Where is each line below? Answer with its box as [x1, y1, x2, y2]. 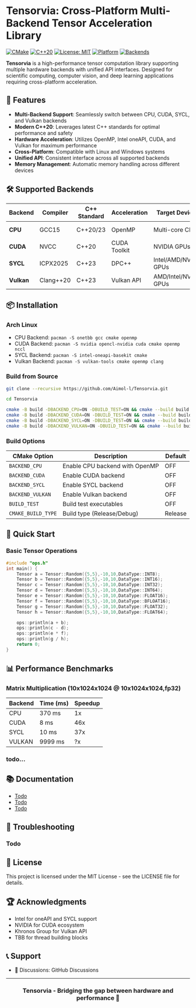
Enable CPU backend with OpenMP [62, 462, 159, 470]
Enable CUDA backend [62, 472, 125, 480]
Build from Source [6, 373, 58, 381]
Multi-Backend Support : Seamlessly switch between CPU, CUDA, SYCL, [14, 111, 190, 118]
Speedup [74, 699, 100, 707]
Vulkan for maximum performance [14, 142, 97, 149]
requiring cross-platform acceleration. [6, 78, 97, 85]
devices [14, 167, 34, 174]
